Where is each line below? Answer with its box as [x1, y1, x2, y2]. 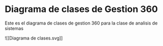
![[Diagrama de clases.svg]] [5, 35, 63, 41]
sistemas [5, 25, 24, 31]
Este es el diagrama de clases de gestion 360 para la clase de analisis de [5, 20, 158, 26]
